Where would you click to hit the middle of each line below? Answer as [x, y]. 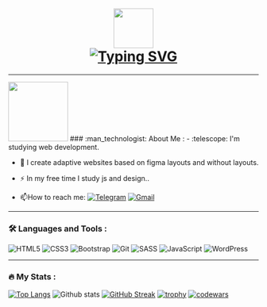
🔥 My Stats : [32, 277]
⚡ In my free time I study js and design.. [84, 178]
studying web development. [54, 147]
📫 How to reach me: [52, 197]
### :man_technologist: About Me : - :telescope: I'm [155, 138]
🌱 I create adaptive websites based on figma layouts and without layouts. [139, 162]
